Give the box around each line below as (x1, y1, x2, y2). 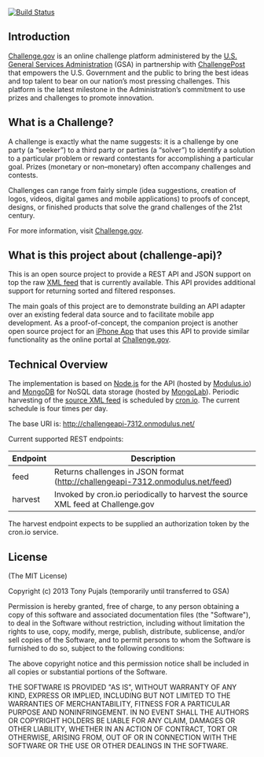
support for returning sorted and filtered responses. (8, 286, 175, 295)
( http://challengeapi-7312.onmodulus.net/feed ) (53, 477, 233, 488)
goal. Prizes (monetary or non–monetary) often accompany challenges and (8, 161, 251, 171)
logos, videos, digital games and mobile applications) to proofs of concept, (8, 194, 251, 203)
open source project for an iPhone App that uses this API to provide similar (8, 327, 250, 336)
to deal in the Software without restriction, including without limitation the (8, 618, 245, 628)
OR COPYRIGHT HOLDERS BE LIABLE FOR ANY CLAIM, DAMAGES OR (8, 716, 236, 725)
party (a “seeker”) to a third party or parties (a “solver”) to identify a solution (8, 145, 255, 154)
